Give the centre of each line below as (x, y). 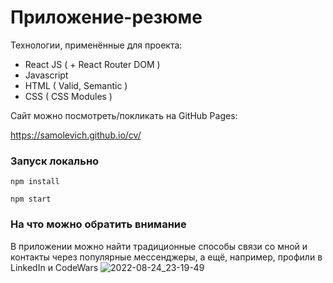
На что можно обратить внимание (98, 224)
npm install (35, 182)
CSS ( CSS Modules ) (68, 96)
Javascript (46, 75)
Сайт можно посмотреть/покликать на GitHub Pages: (124, 115)
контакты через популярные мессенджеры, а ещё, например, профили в (166, 257)
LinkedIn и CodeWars (54, 267)
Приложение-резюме (106, 17)
